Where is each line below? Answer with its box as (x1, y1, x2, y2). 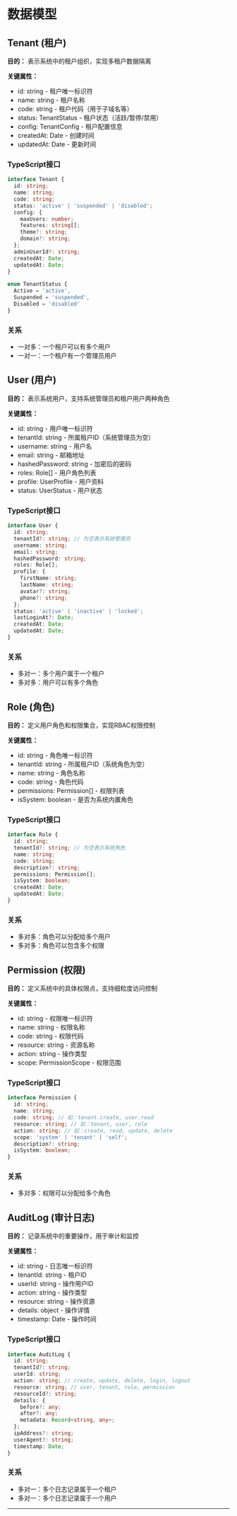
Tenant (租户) (7, 37, 67, 49)
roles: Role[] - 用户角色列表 (17, 468, 97, 477)
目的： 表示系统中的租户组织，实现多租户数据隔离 (7, 57, 152, 65)
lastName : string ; (20, 581, 74, 589)
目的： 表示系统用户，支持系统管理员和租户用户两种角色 (7, 394, 170, 403)
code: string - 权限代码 (17, 1032, 84, 1041)
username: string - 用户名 (17, 441, 92, 450)
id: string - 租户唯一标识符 (17, 87, 93, 96)
